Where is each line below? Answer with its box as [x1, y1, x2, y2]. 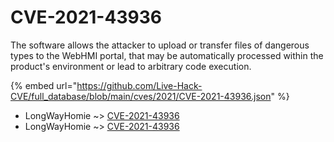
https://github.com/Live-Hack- [76, 79, 203, 91]
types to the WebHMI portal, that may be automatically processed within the [10, 49, 324, 61]
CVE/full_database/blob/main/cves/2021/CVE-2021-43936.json [10, 90, 272, 102]
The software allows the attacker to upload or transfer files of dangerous [10, 39, 310, 51]
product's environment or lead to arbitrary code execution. [10, 60, 252, 72]
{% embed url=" [10, 79, 78, 91]
